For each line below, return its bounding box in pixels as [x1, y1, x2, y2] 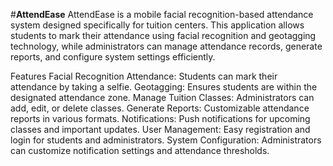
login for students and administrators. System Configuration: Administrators [10, 134, 322, 146]
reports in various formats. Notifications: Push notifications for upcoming [10, 113, 311, 124]
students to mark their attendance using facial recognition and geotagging [10, 30, 317, 41]
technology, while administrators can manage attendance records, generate [10, 40, 323, 52]
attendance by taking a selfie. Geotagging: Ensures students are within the [10, 81, 318, 93]
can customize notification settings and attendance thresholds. [10, 145, 270, 156]
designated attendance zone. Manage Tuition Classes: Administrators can [10, 92, 315, 103]
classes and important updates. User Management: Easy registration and [10, 124, 311, 135]
